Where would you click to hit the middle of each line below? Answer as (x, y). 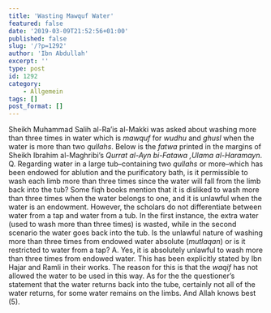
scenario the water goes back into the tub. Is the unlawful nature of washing (136, 233)
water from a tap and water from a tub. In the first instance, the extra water (133, 216)
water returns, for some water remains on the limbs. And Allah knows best (132, 294)
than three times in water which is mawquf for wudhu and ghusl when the (131, 138)
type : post (27, 69)
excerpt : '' (28, 62)
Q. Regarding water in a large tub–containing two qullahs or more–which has (136, 164)
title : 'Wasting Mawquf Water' (61, 16)
